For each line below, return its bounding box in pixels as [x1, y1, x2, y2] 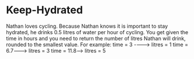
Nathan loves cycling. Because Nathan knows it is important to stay [6, 23, 168, 30]
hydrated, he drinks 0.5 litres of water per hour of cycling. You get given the [6, 28, 189, 35]
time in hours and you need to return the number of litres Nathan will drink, [6, 35, 186, 42]
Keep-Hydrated [6, 3, 83, 17]
